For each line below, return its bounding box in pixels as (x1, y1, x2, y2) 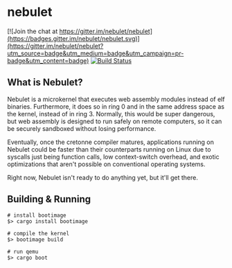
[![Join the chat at (7, 27, 58, 35)
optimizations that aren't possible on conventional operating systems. (7, 160, 206, 168)
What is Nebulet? (7, 77, 83, 89)
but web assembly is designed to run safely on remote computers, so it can (7, 117, 222, 125)
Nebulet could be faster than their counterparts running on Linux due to (7, 145, 211, 153)
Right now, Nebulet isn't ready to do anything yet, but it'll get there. (7, 173, 199, 181)
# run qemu (7, 248, 39, 255)
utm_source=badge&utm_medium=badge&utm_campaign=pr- (7, 49, 184, 57)
